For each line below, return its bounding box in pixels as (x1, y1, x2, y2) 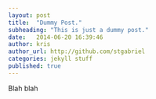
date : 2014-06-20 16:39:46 (8, 33, 103, 41)
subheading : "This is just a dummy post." (8, 26, 149, 34)
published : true (8, 62, 61, 70)
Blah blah (8, 83, 38, 93)
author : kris (8, 41, 51, 48)
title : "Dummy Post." (8, 19, 82, 27)
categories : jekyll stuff (8, 55, 93, 63)
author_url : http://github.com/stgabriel (8, 48, 146, 55)
